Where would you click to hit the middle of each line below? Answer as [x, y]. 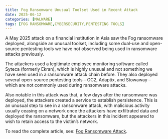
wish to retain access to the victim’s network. [52, 121]
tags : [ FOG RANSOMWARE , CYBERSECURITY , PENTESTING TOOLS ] [65, 24]
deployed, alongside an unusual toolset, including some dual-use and [77, 44]
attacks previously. [25, 54]
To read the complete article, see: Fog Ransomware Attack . [66, 131]
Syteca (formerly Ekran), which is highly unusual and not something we [79, 69]
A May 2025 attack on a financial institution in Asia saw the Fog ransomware [84, 38]
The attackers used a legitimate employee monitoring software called [77, 64]
